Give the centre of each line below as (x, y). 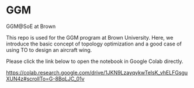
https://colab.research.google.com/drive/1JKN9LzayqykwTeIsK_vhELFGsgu (97, 72)
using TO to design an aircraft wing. (49, 50)
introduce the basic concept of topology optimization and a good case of (94, 44)
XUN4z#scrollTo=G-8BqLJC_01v (45, 79)
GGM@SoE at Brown (31, 26)
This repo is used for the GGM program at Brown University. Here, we (90, 37)
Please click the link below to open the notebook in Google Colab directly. (95, 61)
